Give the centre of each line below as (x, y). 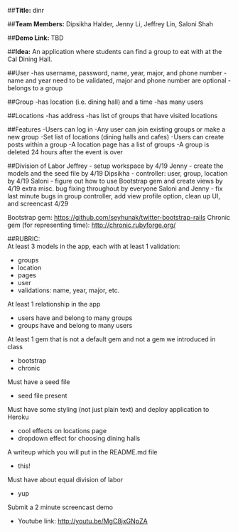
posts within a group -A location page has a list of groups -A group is (108, 144)
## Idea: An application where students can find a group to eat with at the (115, 52)
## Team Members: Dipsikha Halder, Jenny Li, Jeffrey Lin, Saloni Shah (110, 24)
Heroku (18, 417)
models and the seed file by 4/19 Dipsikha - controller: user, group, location (118, 173)
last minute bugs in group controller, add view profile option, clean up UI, (114, 196)
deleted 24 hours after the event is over (65, 152)
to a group (48, 88)
